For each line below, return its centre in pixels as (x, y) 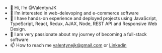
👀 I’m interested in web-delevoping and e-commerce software (74, 13)
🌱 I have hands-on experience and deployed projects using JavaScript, (84, 18)
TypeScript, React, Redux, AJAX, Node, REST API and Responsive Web (84, 23)
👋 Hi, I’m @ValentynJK (33, 8)
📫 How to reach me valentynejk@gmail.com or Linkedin (68, 45)
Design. (18, 29)
